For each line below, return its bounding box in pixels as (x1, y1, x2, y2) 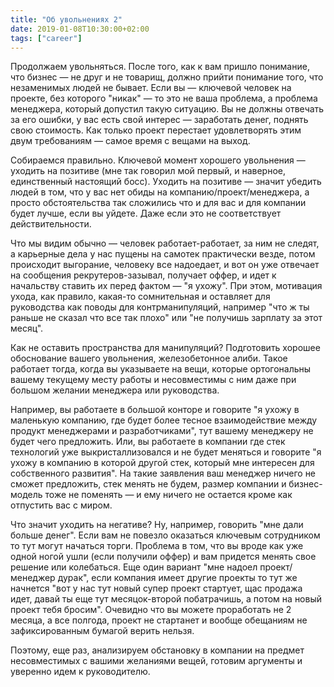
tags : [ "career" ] (10, 33, 83, 43)
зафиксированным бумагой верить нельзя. (10, 625, 195, 637)
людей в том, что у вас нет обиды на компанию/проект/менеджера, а (10, 186, 310, 198)
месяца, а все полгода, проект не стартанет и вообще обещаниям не (10, 614, 308, 626)
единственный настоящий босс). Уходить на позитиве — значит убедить (10, 176, 322, 188)
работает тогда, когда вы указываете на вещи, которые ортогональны (10, 363, 312, 375)
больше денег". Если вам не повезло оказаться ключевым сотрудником (10, 529, 321, 541)
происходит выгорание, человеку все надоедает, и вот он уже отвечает (10, 259, 320, 271)
